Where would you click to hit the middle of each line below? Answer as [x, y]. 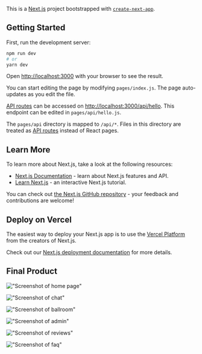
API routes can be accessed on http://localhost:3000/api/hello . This [90, 106]
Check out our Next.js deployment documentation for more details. [89, 252]
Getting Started [36, 28]
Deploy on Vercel [39, 219]
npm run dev [21, 53]
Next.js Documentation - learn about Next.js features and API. [92, 176]
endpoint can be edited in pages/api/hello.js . [64, 113]
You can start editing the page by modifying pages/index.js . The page [94, 88]
